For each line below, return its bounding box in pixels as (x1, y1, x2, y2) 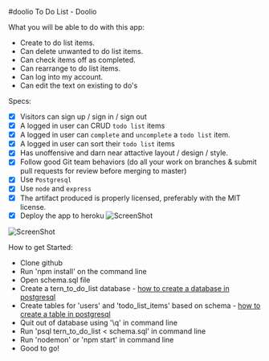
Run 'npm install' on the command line (19, 266, 147, 276)
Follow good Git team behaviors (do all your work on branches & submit (19, 157, 257, 167)
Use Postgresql (19, 174, 72, 184)
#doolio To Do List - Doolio (8, 7, 97, 16)
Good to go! (19, 343, 60, 353)
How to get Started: (8, 242, 74, 252)
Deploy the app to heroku (19, 211, 104, 220)
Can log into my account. (19, 72, 104, 81)
